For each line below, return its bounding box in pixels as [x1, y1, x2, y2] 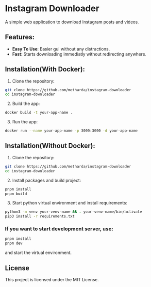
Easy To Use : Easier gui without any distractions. [12, 46, 110, 51]
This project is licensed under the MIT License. [5, 276, 99, 282]
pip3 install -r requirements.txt [5, 214, 75, 219]
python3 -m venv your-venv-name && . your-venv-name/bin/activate [5, 209, 142, 214]
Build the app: [12, 101, 40, 107]
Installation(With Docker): [5, 65, 85, 73]
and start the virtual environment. [5, 250, 72, 255]
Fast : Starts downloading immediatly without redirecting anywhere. [12, 51, 147, 57]
